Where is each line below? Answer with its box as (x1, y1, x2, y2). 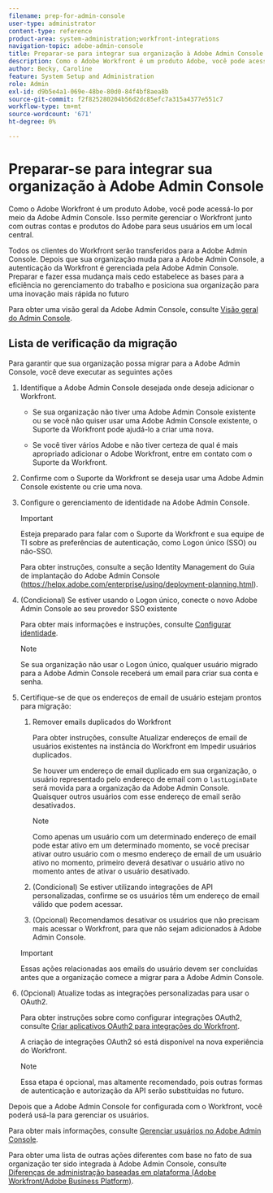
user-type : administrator (8, 20, 96, 28)
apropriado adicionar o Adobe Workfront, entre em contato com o (32, 449, 253, 458)
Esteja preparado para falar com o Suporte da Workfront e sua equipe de (19, 529, 265, 539)
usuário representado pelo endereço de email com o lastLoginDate (32, 774, 258, 784)
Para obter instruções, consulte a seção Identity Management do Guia (19, 562, 255, 571)
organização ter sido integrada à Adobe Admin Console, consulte (8, 1159, 227, 1169)
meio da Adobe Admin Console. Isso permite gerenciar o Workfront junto (8, 212, 253, 222)
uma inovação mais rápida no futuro (8, 288, 129, 298)
